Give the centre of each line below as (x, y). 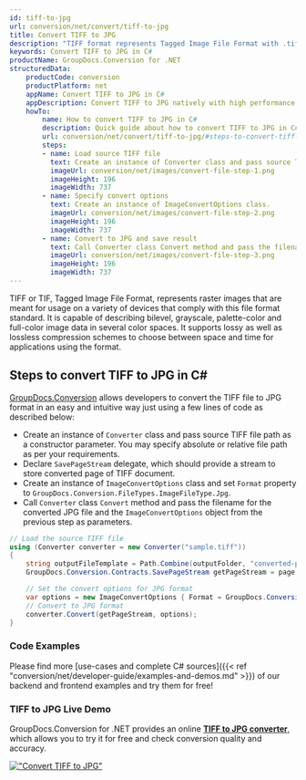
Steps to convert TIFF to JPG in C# (108, 375)
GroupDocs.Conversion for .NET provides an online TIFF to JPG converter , (150, 729)
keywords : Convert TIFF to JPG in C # (81, 52)
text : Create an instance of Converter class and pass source (170, 162)
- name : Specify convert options (106, 196)
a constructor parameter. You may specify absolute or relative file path (155, 444)
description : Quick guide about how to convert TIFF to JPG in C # (171, 129)
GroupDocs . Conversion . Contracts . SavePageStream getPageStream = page (161, 572)
